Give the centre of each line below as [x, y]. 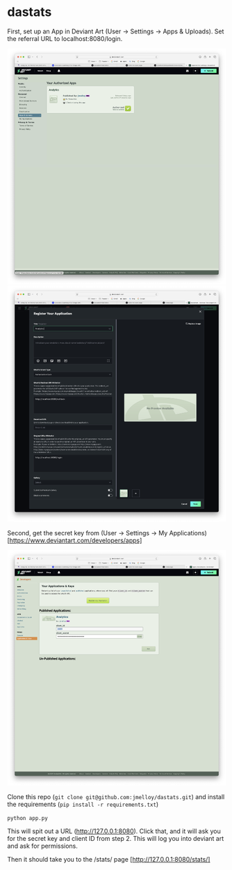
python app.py [28, 819]
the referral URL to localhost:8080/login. [65, 38]
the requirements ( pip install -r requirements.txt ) [83, 804]
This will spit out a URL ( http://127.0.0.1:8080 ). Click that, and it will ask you [114, 831]
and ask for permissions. [43, 846]
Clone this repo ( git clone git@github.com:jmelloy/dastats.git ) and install [116, 797]
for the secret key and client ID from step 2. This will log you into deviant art [116, 839]
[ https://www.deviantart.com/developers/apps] [75, 540]
